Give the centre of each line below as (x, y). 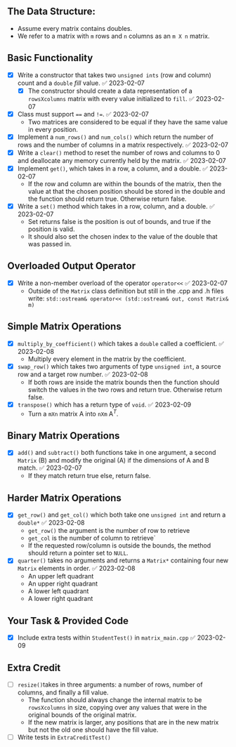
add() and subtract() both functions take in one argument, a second (117, 453)
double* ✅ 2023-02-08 (51, 523)
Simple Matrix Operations (64, 327)
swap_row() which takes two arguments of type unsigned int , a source (119, 366)
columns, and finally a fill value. (63, 693)
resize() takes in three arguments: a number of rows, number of (110, 685)
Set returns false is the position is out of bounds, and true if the (119, 222)
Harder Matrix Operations (64, 498)
